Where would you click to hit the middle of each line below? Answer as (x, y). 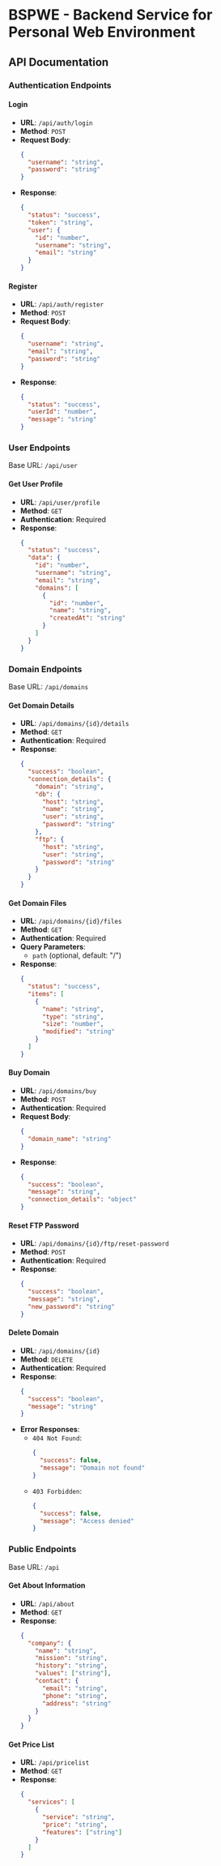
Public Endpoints (42, 1549)
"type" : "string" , (73, 1017)
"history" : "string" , (71, 1666)
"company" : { (50, 1643)
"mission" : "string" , (71, 1658)
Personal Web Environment (102, 32)
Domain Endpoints (45, 669)
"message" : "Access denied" (87, 1521)
